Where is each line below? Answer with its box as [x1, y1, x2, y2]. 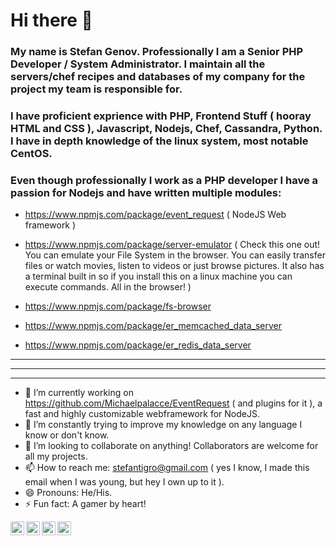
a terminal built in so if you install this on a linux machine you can [24, 270, 293, 283]
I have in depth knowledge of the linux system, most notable [10, 134, 309, 148]
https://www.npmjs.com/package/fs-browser [24, 300, 212, 313]
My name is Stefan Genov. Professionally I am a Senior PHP [10, 45, 304, 59]
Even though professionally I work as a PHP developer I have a [10, 173, 319, 187]
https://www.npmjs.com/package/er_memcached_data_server [24, 320, 282, 332]
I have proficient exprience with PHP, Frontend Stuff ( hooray [10, 109, 312, 123]
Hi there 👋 [10, 9, 93, 32]
